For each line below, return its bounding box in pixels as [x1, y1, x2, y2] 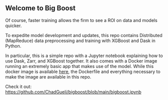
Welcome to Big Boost [5, 4, 76, 12]
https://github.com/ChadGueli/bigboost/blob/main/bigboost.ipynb [5, 88, 142, 94]
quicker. [5, 22, 22, 28]
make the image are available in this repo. [5, 73, 92, 79]
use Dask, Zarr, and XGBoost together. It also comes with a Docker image [5, 57, 157, 64]
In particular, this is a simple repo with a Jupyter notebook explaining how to [5, 52, 163, 58]
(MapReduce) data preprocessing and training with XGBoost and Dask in [5, 37, 156, 43]
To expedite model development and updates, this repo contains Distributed [5, 32, 162, 38]
